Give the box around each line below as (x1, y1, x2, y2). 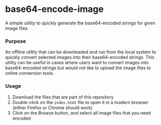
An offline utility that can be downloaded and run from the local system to (5, 49, 157, 55)
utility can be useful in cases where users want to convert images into (5, 60, 149, 66)
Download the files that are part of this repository (12, 94, 114, 100)
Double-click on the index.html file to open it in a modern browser (12, 99, 149, 105)
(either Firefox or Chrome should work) (12, 105, 93, 111)
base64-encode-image (5, 3, 104, 15)
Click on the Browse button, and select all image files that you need (12, 110, 151, 116)
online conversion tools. (5, 70, 54, 76)
